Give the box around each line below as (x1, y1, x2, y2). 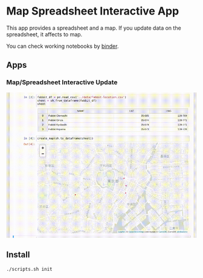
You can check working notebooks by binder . (6, 42, 119, 50)
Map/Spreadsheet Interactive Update (6, 78, 118, 87)
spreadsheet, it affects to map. (6, 30, 83, 38)
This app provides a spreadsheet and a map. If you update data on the (6, 24, 181, 31)
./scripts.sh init (6, 266, 53, 273)
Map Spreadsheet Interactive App (6, 4, 179, 18)
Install (6, 250, 30, 260)
